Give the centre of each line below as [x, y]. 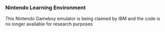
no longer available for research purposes [49, 24]
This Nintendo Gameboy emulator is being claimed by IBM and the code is [83, 19]
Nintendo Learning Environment [45, 8]
